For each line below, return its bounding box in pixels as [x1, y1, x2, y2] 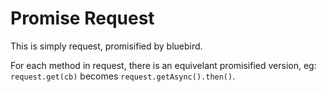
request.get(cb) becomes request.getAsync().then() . [10, 70, 236, 82]
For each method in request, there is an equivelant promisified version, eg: [10, 59, 317, 71]
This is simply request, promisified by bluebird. [10, 40, 203, 52]
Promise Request [10, 7, 155, 30]
